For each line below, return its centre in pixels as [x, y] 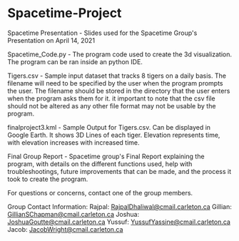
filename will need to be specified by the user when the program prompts [115, 83]
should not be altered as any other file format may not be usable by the [112, 106]
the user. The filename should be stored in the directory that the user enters [119, 91]
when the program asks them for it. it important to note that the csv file [111, 98]
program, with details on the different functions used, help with [100, 164]
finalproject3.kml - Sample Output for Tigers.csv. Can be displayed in [109, 127]
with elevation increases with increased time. [74, 142]
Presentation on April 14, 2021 [51, 40]
